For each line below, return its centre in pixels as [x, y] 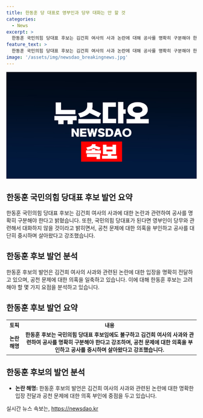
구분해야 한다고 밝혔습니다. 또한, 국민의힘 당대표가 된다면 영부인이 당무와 [103, 221]
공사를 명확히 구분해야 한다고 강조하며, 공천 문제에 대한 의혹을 [114, 342]
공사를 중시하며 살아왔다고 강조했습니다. [118, 350]
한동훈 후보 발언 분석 [42, 256]
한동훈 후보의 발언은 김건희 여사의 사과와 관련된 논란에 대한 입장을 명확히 [92, 272]
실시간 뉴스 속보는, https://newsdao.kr [52, 408]
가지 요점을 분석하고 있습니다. [65, 287]
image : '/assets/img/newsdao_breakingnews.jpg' [67, 57]
